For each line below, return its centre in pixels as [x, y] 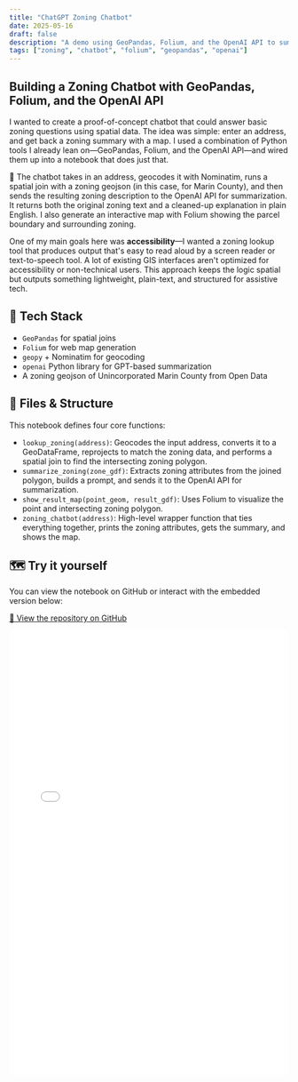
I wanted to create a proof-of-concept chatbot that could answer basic [138, 122]
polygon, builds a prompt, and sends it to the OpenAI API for [132, 480]
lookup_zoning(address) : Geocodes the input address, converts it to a [149, 442]
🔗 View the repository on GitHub [68, 618]
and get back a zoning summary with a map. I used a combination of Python [148, 140]
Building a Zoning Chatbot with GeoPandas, [132, 87]
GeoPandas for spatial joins [69, 338]
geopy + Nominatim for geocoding [83, 357]
